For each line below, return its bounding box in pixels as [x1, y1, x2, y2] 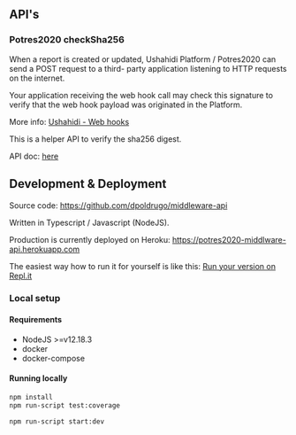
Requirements [9, 315, 63, 325]
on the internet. [9, 73, 65, 83]
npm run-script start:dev [9, 416, 104, 426]
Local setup [9, 292, 61, 305]
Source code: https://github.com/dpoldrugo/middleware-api [9, 199, 228, 211]
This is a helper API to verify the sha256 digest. [9, 133, 182, 144]
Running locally [9, 373, 68, 384]
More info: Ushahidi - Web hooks [9, 116, 130, 127]
